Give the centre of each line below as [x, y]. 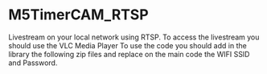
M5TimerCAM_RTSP [78, 15]
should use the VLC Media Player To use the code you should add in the [127, 45]
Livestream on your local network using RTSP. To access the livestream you [134, 37]
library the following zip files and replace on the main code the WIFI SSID [129, 54]
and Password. [33, 63]
